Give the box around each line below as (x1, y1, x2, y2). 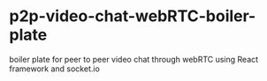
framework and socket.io (9, 63, 100, 74)
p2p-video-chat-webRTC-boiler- (9, 6, 256, 26)
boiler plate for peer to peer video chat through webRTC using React (9, 54, 259, 64)
